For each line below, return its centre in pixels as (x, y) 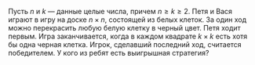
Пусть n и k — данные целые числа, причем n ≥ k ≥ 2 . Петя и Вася (120, 11)
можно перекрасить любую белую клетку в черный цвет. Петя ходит (124, 28)
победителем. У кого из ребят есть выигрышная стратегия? (109, 53)
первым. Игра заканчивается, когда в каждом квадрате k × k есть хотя (128, 36)
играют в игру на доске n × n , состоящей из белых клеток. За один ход (127, 20)
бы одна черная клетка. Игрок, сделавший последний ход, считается (125, 45)
